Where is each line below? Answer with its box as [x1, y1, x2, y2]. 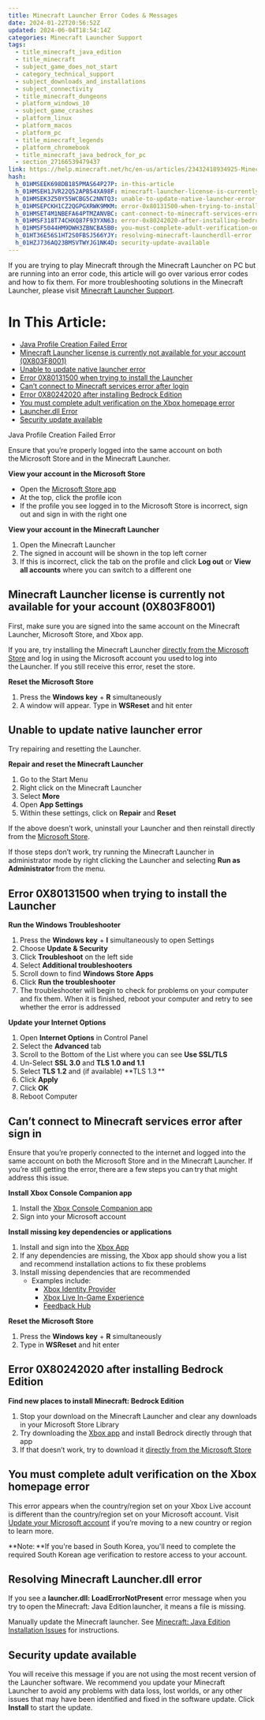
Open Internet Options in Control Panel [19, 1033, 148, 1043]
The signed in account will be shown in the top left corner [19, 548, 207, 558]
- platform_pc [15, 129, 62, 136]
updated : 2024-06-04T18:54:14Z [8, 26, 111, 34]
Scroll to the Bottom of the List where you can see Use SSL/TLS [19, 1050, 228, 1059]
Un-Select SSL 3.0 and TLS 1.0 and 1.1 [19, 1058, 145, 1068]
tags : [8, 41, 26, 49]
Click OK [19, 1084, 49, 1093]
